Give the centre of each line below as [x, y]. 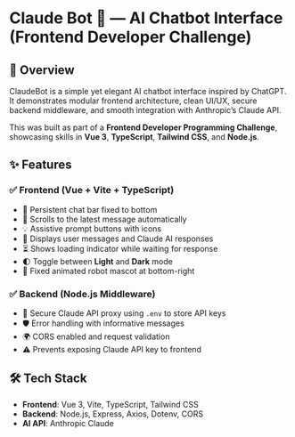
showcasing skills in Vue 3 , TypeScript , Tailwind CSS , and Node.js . [135, 137]
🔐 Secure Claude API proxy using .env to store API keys [124, 313]
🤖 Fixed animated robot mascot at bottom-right [108, 271]
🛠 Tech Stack [48, 379]
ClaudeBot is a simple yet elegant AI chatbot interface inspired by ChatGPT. [148, 91]
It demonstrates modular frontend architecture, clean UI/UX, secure [133, 101]
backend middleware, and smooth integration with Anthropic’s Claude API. [146, 110]
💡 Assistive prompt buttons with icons [92, 228]
